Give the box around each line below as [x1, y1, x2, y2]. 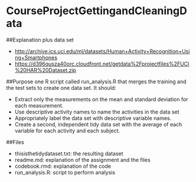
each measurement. [14, 102, 64, 109]
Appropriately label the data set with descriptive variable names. [14, 114, 172, 122]
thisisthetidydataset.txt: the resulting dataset [14, 149, 123, 157]
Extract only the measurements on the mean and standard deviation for [14, 96, 188, 103]
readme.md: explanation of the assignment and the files [14, 156, 151, 163]
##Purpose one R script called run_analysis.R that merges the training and [6, 78, 187, 85]
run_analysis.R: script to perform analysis [14, 168, 116, 175]
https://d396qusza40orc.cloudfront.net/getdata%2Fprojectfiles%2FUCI [14, 60, 190, 67]
